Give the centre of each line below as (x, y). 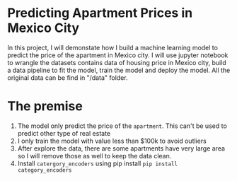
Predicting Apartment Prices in (100, 13)
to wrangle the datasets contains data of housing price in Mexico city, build (117, 62)
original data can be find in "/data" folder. (68, 77)
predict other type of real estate (64, 133)
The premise (45, 106)
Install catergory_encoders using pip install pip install (98, 163)
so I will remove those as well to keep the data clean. (94, 156)
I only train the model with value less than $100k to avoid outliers (112, 141)
